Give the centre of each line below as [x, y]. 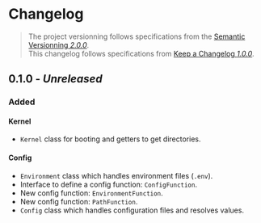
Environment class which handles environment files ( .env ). [116, 175]
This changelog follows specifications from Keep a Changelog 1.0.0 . [141, 53]
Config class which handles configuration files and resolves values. [132, 210]
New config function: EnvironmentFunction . [91, 193]
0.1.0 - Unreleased [55, 79]
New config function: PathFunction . [79, 201]
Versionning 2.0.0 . [59, 44]
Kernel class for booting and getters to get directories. [110, 139]
